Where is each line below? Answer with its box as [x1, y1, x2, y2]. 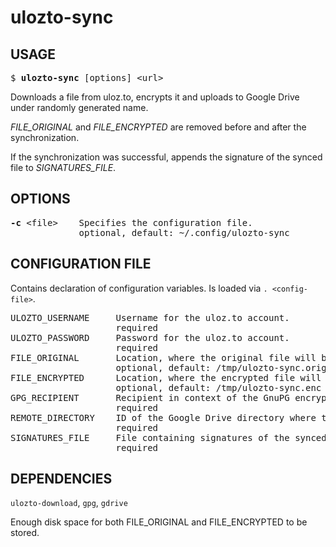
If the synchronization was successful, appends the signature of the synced [10, 151, 323, 163]
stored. [10, 527, 40, 539]
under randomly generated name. [10, 102, 149, 113]
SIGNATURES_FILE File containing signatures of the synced [10, 432, 327, 443]
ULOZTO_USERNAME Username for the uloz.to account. [10, 312, 290, 323]
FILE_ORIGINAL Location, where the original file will [10, 352, 317, 363]
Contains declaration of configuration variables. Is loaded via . [10, 282, 268, 294]
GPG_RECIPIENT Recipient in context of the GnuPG [10, 392, 290, 403]
